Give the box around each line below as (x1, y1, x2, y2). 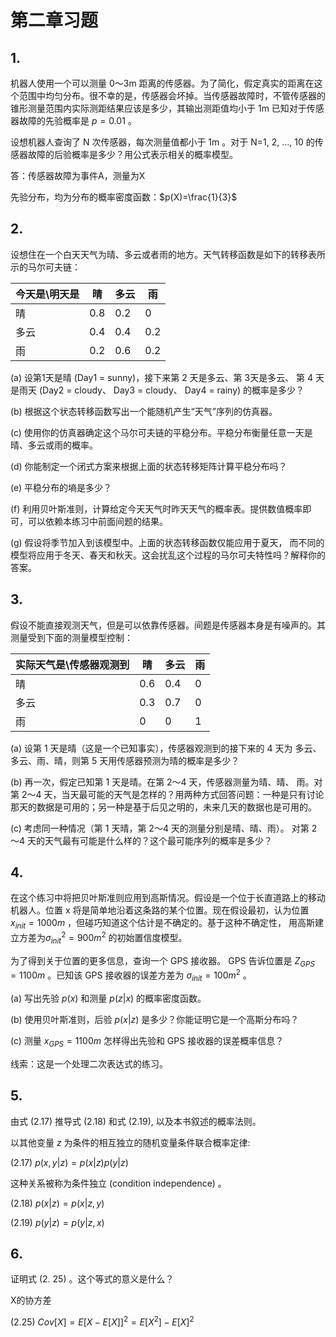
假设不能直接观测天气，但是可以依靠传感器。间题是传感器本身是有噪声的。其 (10, 619, 326, 631)
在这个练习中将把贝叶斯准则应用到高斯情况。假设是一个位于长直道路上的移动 (10, 892, 326, 904)
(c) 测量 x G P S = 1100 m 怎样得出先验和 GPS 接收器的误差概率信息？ (10, 1034, 285, 1049)
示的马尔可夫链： (10, 261, 81, 273)
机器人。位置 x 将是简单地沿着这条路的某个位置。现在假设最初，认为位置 (10, 904, 310, 916)
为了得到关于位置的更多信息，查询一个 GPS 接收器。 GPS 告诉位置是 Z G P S (10, 954, 315, 969)
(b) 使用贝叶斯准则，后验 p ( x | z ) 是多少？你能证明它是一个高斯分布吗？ (10, 1013, 300, 1025)
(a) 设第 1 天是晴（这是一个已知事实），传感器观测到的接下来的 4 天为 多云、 (10, 742, 322, 754)
